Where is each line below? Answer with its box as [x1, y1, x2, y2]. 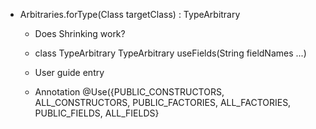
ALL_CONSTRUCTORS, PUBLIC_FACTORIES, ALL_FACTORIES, [34, 97, 292, 108]
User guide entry [34, 67, 105, 78]
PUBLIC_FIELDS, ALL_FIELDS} [34, 107, 160, 119]
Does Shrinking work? [34, 28, 126, 39]
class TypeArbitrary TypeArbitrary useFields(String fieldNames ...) [34, 47, 307, 59]
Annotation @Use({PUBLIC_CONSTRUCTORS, [34, 86, 225, 98]
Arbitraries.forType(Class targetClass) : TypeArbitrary [19, 9, 241, 20]
